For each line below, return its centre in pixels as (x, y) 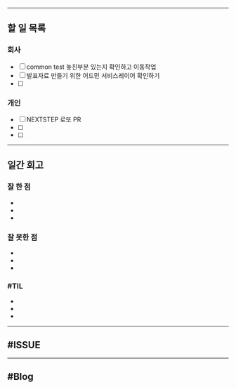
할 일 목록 (27, 28)
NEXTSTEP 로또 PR (54, 119)
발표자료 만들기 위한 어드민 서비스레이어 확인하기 (93, 75)
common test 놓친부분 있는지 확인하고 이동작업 (91, 67)
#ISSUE (24, 345)
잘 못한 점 (22, 237)
